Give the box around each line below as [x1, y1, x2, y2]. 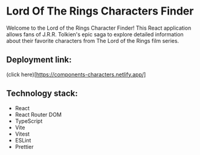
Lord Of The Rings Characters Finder [6, 4, 194, 18]
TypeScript [15, 117, 43, 125]
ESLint [15, 136, 31, 143]
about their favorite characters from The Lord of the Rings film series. [6, 37, 179, 44]
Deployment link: [6, 54, 72, 65]
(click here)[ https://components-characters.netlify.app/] [6, 71, 146, 78]
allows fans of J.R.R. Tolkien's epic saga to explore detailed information [6, 30, 184, 38]
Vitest [15, 130, 30, 137]
